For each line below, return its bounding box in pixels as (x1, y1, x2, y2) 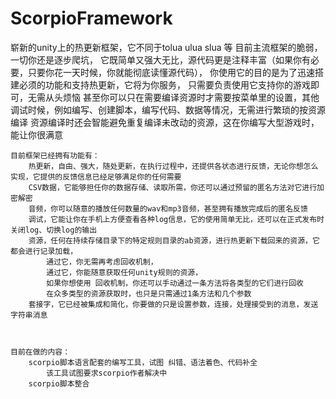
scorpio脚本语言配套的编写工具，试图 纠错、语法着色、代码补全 (28, 357, 258, 367)
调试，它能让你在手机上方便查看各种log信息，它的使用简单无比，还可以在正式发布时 (28, 214, 325, 224)
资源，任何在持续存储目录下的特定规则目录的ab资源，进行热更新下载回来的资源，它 (28, 235, 320, 246)
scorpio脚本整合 (28, 378, 90, 389)
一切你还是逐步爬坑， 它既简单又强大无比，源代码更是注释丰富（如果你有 (10, 53, 311, 66)
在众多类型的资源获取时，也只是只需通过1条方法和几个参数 (46, 288, 252, 299)
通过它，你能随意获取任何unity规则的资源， (46, 267, 203, 277)
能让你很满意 (10, 128, 63, 141)
